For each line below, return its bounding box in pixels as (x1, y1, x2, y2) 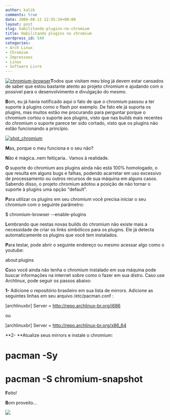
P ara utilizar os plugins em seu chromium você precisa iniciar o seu (5, 196, 146, 202)
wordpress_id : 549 (5, 36, 44, 41)
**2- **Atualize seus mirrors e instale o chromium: (5, 332, 113, 338)
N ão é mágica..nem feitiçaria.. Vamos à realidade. (5, 155, 109, 161)
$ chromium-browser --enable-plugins (5, 212, 86, 218)
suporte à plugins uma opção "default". (5, 186, 87, 193)
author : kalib (5, 7, 36, 13)
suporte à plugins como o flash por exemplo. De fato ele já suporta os (5, 104, 151, 110)
